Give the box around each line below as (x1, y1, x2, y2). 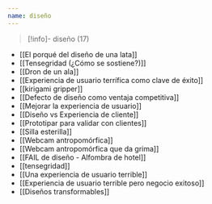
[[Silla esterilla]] (19, 127, 72, 136)
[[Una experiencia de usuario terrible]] (19, 169, 147, 179)
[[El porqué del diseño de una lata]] (19, 49, 138, 59)
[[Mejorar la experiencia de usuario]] (19, 101, 142, 110)
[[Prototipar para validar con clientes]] (19, 118, 147, 127)
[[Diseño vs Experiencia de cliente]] (19, 110, 139, 119)
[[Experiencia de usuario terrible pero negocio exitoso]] (19, 178, 205, 188)
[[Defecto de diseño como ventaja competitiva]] (19, 92, 180, 102)
